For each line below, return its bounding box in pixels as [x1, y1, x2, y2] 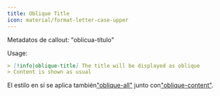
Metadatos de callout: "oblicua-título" [7, 35, 115, 44]
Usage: [7, 49, 28, 57]
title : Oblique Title [7, 10, 70, 17]
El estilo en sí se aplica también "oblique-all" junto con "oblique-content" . [7, 81, 214, 90]
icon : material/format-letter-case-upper [7, 17, 129, 23]
